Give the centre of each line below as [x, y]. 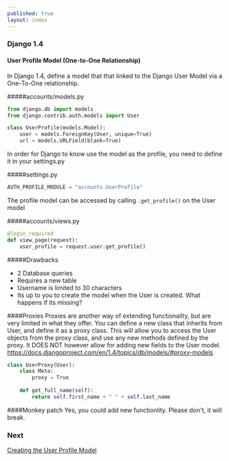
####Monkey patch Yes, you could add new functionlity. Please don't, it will [115, 410]
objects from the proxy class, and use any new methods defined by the [108, 338]
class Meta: [36, 371]
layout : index [28, 20]
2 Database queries [45, 273]
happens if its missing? [50, 302]
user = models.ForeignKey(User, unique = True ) [86, 134]
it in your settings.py [36, 161]
